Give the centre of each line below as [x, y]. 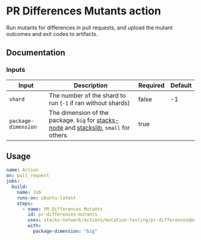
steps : [25, 203]
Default [181, 85]
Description [91, 85]
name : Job [29, 192]
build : [20, 187]
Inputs [16, 70]
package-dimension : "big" [65, 232]
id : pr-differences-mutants [63, 215]
